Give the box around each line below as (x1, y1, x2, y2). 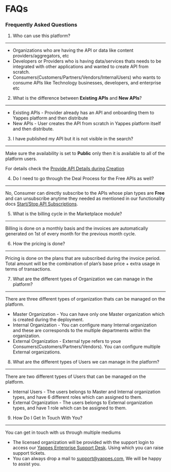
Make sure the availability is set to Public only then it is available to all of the (5, 151, 165, 157)
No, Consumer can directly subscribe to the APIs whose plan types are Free (5, 190, 165, 196)
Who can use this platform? (12, 33, 70, 39)
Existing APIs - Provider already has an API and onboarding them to (12, 110, 154, 116)
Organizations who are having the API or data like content (12, 47, 134, 53)
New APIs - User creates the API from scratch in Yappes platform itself (12, 121, 161, 127)
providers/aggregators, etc (12, 53, 69, 59)
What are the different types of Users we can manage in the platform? (12, 359, 159, 365)
